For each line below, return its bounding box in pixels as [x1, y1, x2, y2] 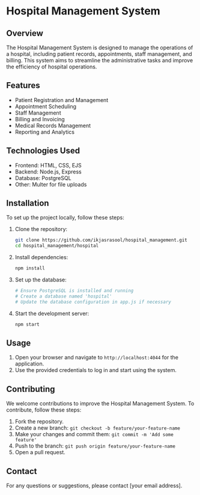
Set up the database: [14, 276, 67, 283]
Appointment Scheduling [14, 103, 77, 110]
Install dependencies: [14, 254, 68, 261]
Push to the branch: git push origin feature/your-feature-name [14, 442, 176, 449]
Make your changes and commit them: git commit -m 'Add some [14, 431, 174, 438]
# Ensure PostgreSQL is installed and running [14, 288, 134, 294]
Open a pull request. [14, 449, 66, 456]
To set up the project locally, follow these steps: [6, 214, 125, 221]
